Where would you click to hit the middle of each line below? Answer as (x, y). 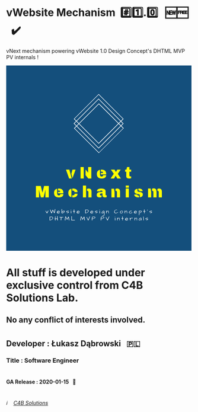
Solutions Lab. (42, 298)
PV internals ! (23, 57)
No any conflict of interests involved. (76, 320)
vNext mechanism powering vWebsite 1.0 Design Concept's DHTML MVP (96, 51)
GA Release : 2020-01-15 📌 (41, 382)
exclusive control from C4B (75, 285)
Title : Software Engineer (43, 360)
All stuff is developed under (76, 273)
